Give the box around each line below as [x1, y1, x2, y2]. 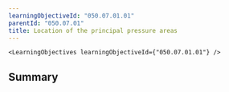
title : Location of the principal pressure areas [8, 26, 178, 34]
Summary [8, 70, 59, 84]
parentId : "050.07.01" [8, 19, 84, 27]
